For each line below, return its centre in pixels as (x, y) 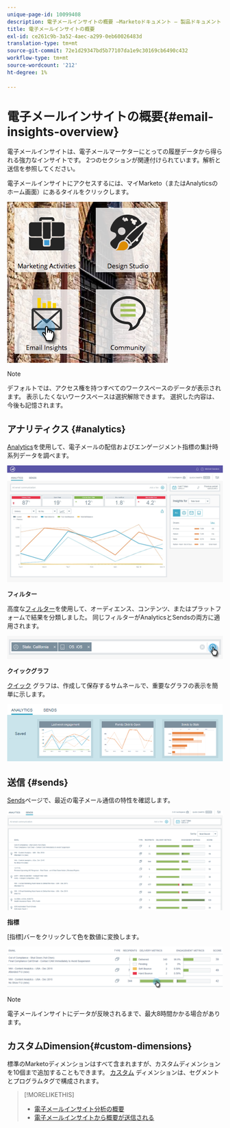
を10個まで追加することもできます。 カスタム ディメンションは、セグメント (113, 1072)
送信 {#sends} (38, 782)
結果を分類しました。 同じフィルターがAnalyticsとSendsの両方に (122, 618)
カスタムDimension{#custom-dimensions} (100, 1046)
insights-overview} (63, 132)
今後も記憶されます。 (37, 405)
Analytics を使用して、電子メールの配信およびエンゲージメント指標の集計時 (113, 447)
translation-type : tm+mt (42, 44)
